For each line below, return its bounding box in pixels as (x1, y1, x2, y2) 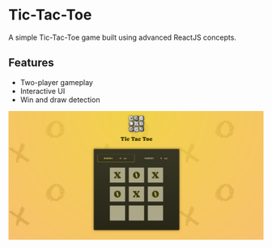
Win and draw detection (19, 95, 100, 105)
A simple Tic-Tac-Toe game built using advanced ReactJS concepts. (8, 32, 237, 42)
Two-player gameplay (19, 77, 93, 87)
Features (8, 56, 54, 70)
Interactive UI (19, 86, 66, 96)
